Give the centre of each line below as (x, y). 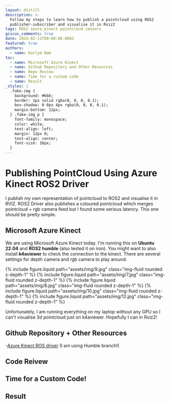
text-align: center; (36, 139)
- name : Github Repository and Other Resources (62, 67)
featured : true (21, 43)
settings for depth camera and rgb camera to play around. (66, 259)
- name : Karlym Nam (31, 53)
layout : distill (22, 10)
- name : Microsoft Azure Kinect (44, 62)
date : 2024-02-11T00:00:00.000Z (40, 39)
